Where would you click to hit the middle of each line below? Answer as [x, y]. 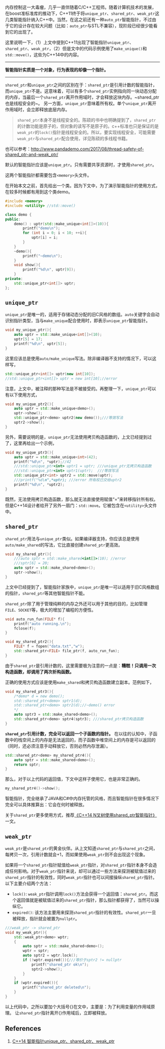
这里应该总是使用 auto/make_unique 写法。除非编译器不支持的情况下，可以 [79, 358]
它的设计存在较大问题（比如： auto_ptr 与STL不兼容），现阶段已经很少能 [81, 26]
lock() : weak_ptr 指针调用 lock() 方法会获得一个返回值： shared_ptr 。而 [83, 894]
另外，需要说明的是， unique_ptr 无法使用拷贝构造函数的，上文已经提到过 [79, 437]
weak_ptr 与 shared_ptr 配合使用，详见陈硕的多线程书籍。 [73, 139]
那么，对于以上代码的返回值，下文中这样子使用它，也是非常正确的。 [74, 779]
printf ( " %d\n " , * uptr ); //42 [42, 462]
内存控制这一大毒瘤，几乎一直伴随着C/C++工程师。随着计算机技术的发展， [81, 7]
